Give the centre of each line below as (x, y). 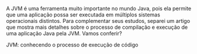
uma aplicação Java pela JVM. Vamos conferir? (64, 33)
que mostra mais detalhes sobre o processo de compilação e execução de (97, 27)
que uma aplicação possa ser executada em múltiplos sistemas (83, 15)
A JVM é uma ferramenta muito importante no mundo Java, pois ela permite (99, 9)
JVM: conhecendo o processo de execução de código (72, 45)
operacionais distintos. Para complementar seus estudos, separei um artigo (98, 21)
